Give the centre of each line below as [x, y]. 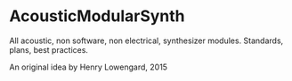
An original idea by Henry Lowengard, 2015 [88, 67]
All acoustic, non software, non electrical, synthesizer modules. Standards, [146, 40]
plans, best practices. [49, 49]
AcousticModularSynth [97, 16]
